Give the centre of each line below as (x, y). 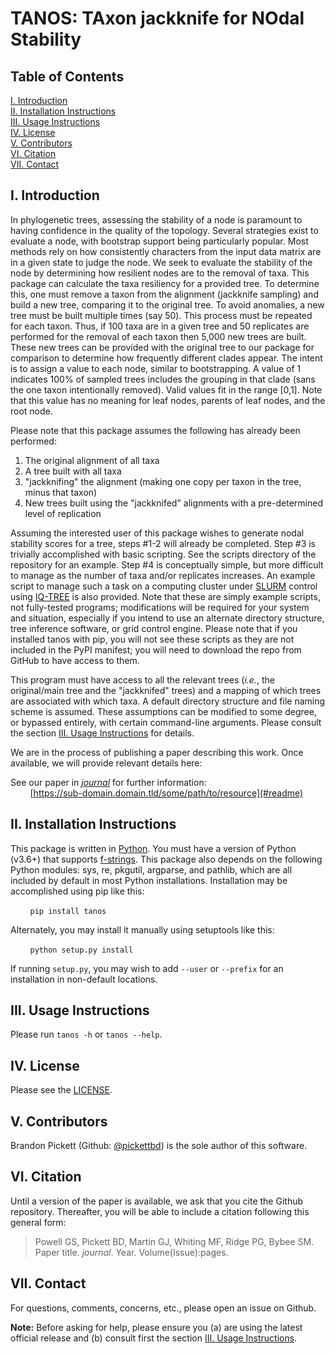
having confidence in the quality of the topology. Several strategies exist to (164, 230)
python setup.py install (81, 950)
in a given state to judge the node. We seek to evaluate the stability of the (161, 262)
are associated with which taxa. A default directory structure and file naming (168, 701)
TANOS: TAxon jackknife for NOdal (157, 18)
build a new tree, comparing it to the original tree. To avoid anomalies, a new (167, 304)
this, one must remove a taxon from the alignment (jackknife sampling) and (164, 294)
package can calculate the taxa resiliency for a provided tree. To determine (165, 283)
